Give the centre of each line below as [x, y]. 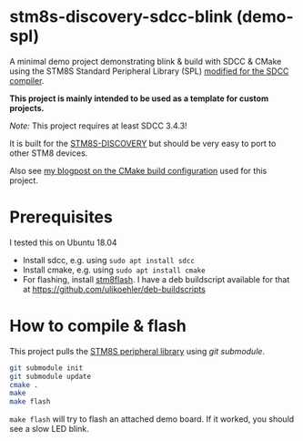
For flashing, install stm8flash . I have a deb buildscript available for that [156, 279]
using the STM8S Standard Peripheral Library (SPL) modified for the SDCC [149, 71]
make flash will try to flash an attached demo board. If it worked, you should [152, 419]
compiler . [27, 80]
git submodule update [50, 376]
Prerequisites [61, 217]
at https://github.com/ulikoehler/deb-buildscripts [114, 289]
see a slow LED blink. [49, 429]
